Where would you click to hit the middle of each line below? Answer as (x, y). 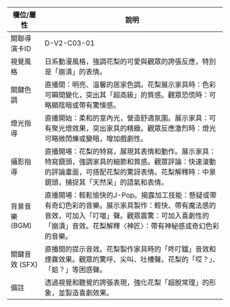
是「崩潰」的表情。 (75, 72)
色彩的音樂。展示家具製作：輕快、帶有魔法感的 (140, 205)
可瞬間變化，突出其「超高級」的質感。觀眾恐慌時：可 (130, 95)
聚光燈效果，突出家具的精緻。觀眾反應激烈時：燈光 (133, 128)
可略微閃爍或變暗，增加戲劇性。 (96, 138)
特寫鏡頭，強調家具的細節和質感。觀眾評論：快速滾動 (130, 162)
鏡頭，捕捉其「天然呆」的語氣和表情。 (106, 182)
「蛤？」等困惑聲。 (75, 270)
